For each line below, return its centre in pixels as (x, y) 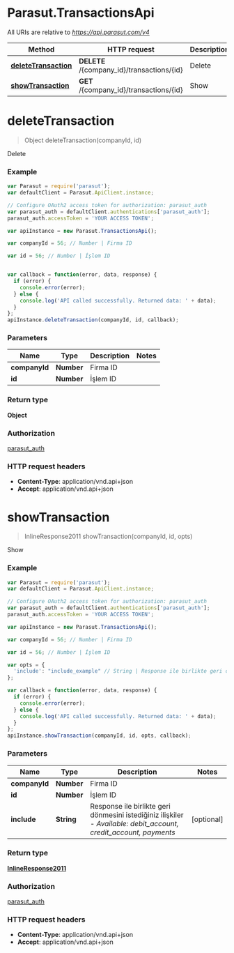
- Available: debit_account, (134, 823)
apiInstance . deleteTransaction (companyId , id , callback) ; (93, 320)
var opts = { (26, 665)
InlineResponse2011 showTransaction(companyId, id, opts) (108, 536)
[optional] (207, 819)
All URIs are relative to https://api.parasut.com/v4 (78, 32)
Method (41, 49)
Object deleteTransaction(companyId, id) (83, 140)
